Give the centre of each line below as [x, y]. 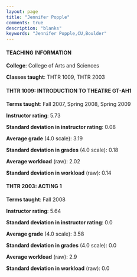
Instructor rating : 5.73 [33, 115]
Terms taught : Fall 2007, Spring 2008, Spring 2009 [68, 104]
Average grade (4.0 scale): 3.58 [45, 234]
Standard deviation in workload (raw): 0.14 [59, 173]
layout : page [22, 12]
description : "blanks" [34, 28]
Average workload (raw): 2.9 [42, 257]
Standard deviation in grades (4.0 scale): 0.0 [61, 245]
